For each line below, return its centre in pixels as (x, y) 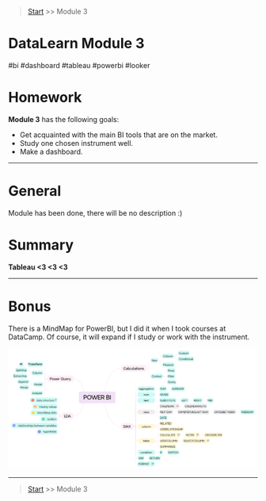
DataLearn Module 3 (76, 44)
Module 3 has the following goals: (64, 119)
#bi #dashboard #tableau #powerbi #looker (79, 65)
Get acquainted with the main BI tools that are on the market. (118, 135)
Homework (45, 98)
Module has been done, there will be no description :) (95, 212)
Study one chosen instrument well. (76, 143)
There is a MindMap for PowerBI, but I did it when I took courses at (117, 328)
